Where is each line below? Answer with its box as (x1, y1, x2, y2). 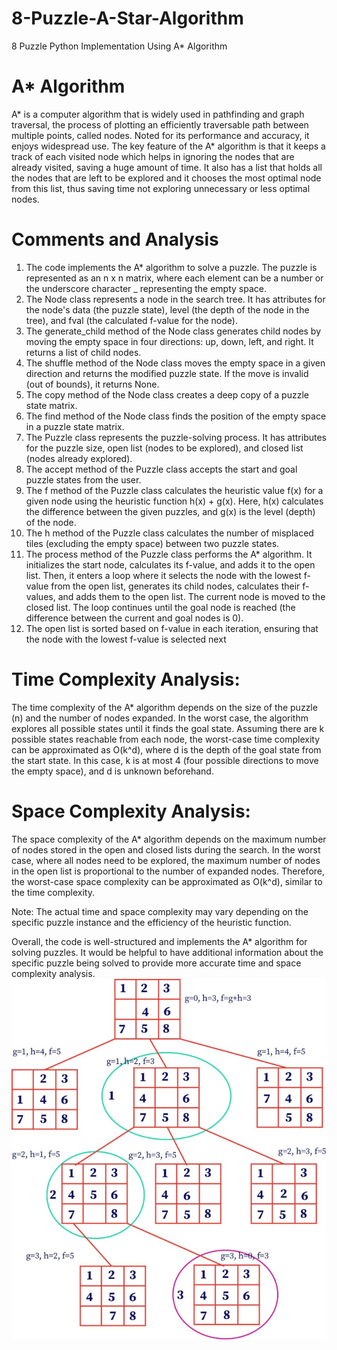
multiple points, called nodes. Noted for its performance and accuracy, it (11, 129, 310, 141)
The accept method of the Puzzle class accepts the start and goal (25, 463, 298, 475)
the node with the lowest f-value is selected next (25, 633, 227, 645)
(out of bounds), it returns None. (25, 378, 160, 390)
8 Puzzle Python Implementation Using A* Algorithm (11, 40, 228, 52)
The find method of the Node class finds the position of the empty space (25, 410, 327, 422)
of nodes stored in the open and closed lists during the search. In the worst (11, 843, 321, 856)
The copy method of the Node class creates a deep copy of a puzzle (25, 388, 309, 401)
